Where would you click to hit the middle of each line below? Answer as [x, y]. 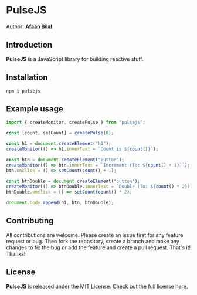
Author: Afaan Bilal [29, 26]
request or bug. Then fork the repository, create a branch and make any [93, 241]
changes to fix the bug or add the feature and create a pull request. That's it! [98, 247]
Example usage [35, 109]
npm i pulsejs [23, 91]
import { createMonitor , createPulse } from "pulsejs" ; [76, 123]
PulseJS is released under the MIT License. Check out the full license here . [97, 286]
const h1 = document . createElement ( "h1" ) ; [59, 144]
